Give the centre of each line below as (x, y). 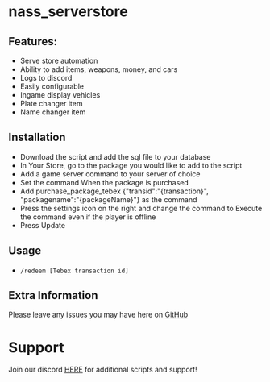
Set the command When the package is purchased (104, 182)
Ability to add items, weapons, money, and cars (99, 69)
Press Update (43, 225)
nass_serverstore (69, 12)
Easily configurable (52, 86)
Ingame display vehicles (60, 95)
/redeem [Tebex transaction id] (74, 271)
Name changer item (53, 112)
